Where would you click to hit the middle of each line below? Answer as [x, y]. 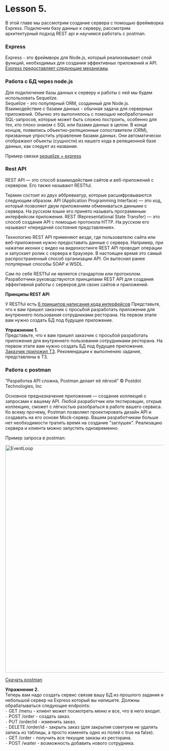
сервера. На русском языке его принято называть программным [75, 211]
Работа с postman [28, 370]
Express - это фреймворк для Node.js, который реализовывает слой [78, 58]
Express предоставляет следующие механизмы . [57, 68]
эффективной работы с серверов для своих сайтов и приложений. [77, 284]
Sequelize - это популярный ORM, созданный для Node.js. [67, 103]
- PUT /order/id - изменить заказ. [41, 722]
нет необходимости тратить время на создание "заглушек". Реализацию [84, 423]
